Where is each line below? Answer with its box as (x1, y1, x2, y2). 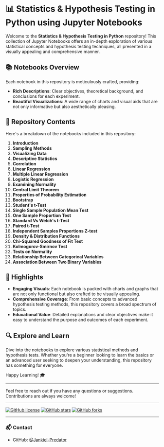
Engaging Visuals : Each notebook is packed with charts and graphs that (12, 286, 158, 292)
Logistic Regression (12, 176, 54, 182)
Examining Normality (12, 181, 56, 187)
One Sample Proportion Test (12, 212, 71, 218)
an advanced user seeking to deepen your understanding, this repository (5, 358, 152, 363)
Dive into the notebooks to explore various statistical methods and (5, 347, 138, 353)
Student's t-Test (12, 202, 47, 208)
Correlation (12, 161, 36, 166)
